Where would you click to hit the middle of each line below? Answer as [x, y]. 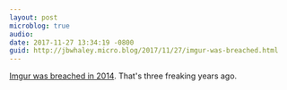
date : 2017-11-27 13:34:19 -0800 [72, 42]
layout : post [34, 17]
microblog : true [39, 26]
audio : [22, 34]
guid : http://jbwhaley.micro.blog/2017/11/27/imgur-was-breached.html [144, 51]
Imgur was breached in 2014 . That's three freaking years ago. [123, 76]
